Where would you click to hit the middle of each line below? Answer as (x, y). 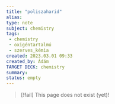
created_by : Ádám (28, 61)
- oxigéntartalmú (30, 45)
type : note (20, 23)
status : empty (24, 78)
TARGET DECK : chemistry (36, 67)
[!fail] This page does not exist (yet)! (65, 95)
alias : (14, 17)
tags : (13, 34)
